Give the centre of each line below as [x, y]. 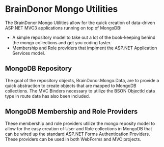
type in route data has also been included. [48, 96]
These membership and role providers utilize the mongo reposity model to [80, 123]
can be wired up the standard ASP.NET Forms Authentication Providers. [78, 134]
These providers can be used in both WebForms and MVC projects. [73, 139]
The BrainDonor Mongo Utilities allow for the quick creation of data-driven [80, 23]
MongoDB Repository [39, 69]
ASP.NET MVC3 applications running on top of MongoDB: [63, 28]
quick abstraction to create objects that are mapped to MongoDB [71, 86]
